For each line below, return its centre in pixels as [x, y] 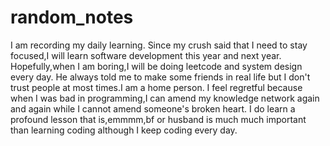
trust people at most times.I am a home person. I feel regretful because [156, 87]
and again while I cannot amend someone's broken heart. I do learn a [153, 108]
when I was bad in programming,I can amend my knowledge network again [165, 98]
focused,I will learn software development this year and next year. [146, 55]
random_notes [72, 17]
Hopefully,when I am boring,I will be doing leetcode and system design [156, 66]
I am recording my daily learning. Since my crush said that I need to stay [159, 45]
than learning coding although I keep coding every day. [124, 130]
